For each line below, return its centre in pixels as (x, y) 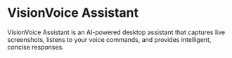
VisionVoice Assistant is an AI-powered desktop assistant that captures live (116, 32)
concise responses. (36, 47)
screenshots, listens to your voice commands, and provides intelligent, (109, 39)
